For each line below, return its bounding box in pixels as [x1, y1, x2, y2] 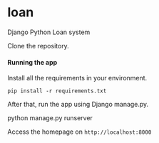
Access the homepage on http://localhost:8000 [7, 127, 152, 136]
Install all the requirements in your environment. [7, 74, 148, 83]
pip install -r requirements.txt [7, 88, 107, 95]
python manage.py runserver [7, 114, 93, 122]
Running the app [7, 58, 58, 66]
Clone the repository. [7, 41, 69, 50]
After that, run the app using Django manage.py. [7, 100, 149, 109]
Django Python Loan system [7, 28, 91, 36]
